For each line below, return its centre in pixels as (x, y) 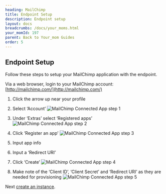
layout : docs (19, 24)
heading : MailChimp (25, 10)
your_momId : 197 (22, 33)
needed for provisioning (37, 177)
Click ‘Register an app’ (35, 133)
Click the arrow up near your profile (49, 99)
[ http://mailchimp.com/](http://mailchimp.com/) (54, 89)
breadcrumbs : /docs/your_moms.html (42, 28)
